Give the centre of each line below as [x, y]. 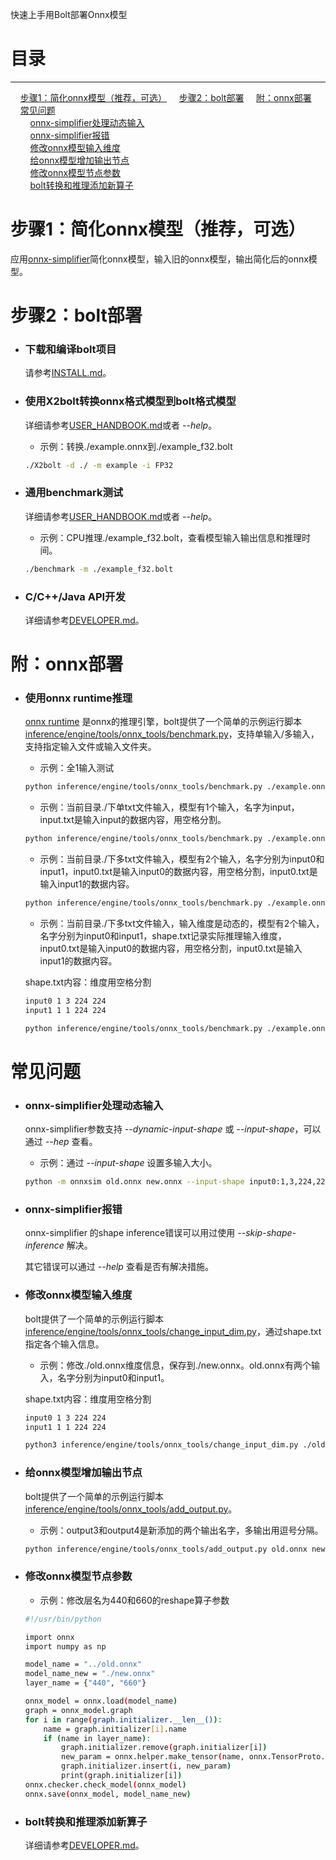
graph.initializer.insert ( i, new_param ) [146, 1766]
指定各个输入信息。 [64, 1344]
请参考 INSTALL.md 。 [68, 373]
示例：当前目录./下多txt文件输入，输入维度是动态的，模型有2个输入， [182, 924]
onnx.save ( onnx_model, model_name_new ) [108, 1794]
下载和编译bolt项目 [70, 349]
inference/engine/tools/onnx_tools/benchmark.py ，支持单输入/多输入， [172, 734]
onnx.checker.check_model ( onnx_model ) [105, 1784]
